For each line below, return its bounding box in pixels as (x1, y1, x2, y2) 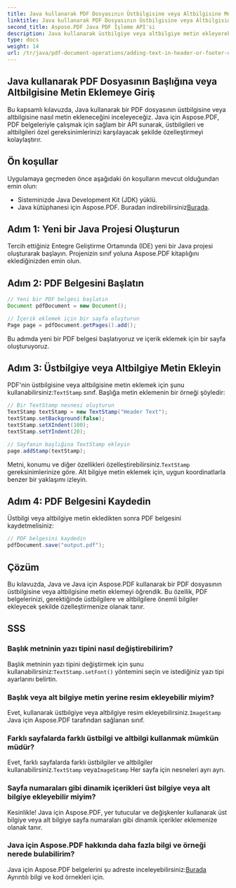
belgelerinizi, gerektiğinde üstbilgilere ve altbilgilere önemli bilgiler (7, 595, 199, 603)
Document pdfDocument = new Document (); (7, 303, 128, 310)
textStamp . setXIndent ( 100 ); (7, 421, 90, 429)
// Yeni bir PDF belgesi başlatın (7, 296, 109, 303)
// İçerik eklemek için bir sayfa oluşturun (7, 315, 140, 322)
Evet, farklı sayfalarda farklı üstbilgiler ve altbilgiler (7, 758, 153, 767)
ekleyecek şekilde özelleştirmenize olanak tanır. (7, 602, 145, 611)
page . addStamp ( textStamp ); (7, 448, 86, 455)
